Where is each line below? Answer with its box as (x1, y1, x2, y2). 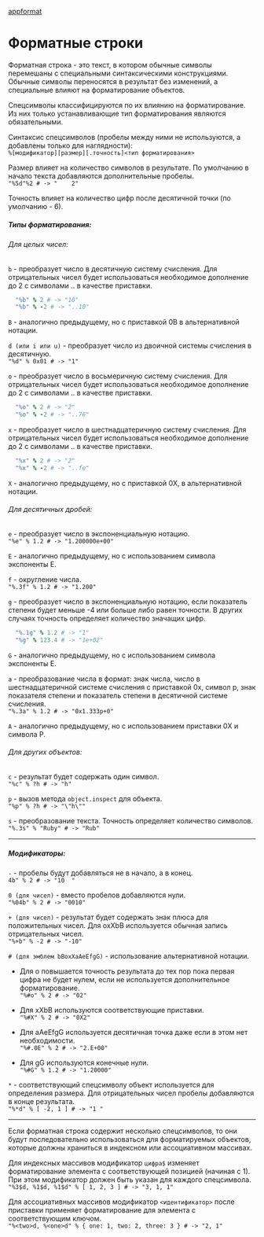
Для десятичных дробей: (8, 505, 93, 514)
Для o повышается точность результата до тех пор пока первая (19, 966, 235, 976)
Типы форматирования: (8, 219, 92, 229)
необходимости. (19, 1036, 75, 1045)
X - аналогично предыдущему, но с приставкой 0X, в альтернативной (8, 478, 242, 488)
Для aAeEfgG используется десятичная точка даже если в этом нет (19, 1027, 248, 1036)
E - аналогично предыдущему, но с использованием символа (8, 550, 216, 561)
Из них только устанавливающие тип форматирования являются (8, 109, 226, 118)
